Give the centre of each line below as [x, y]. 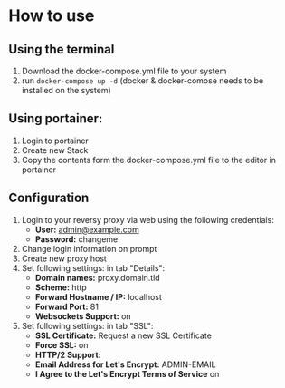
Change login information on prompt [89, 248]
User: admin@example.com [87, 229]
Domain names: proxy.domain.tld [97, 277]
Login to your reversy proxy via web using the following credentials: [148, 219]
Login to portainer [55, 141]
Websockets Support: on [83, 316]
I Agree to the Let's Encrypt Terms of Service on [127, 373]
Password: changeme [76, 239]
